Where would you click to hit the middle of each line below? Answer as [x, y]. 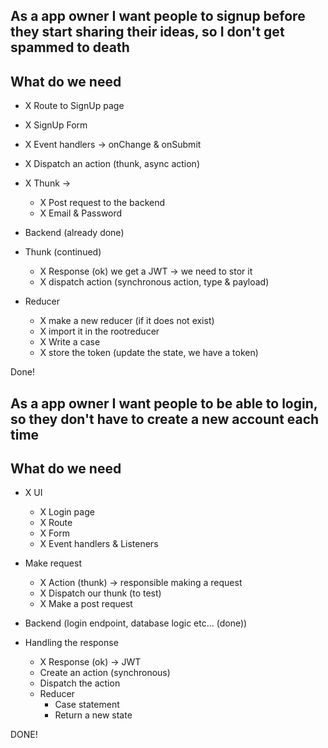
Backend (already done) [74, 233]
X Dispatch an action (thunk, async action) [112, 164]
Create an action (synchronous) [105, 673]
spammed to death [70, 47]
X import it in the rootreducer [99, 331]
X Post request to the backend [102, 203]
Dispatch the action [80, 683]
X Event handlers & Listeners [99, 544]
